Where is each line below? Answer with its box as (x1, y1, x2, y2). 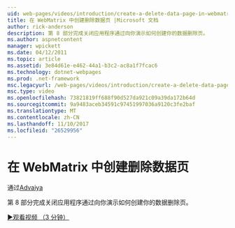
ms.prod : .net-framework (7, 75, 80, 82)
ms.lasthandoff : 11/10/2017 (7, 120, 90, 128)
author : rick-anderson (7, 23, 73, 30)
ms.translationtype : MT (7, 107, 77, 114)
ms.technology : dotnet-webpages (7, 68, 101, 75)
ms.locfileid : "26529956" (7, 127, 83, 134)
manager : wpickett (7, 43, 61, 50)
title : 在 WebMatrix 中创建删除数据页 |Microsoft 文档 (7, 17, 159, 24)
